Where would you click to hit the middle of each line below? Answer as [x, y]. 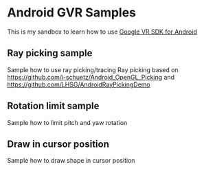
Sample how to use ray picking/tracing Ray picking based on [93, 69]
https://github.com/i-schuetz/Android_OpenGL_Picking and [91, 77]
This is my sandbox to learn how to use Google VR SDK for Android [102, 32]
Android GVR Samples [71, 13]
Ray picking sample [50, 53]
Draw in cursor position [58, 144]
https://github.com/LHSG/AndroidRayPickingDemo [79, 84]
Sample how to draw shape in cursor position [71, 161]
